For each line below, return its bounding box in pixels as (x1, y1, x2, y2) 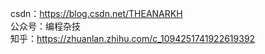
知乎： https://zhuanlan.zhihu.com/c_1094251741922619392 (10, 33, 256, 44)
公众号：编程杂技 (10, 20, 81, 32)
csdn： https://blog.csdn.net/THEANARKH (10, 8, 183, 19)
